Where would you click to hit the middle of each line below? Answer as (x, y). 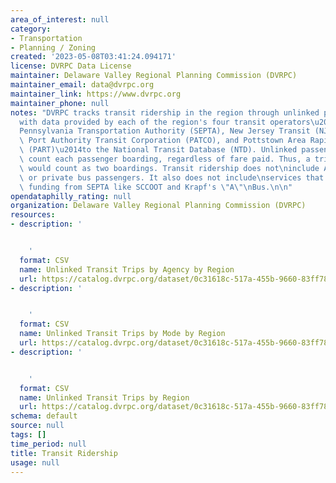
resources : (33, 215)
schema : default (44, 416)
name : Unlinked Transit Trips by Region (104, 397)
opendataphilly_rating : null (71, 196)
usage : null (35, 462)
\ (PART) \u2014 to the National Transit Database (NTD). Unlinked (158, 150)
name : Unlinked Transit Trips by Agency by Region (127, 269)
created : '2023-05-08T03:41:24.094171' (93, 57)
